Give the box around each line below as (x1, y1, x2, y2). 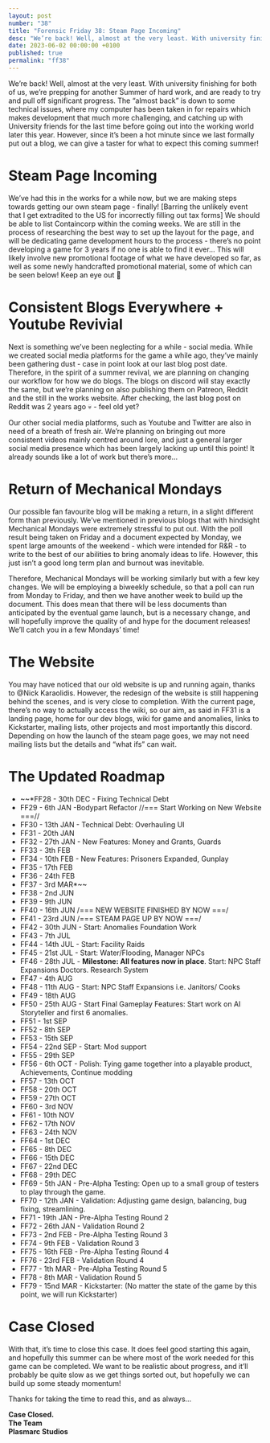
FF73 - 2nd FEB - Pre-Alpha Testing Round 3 (19, 1229, 169, 1239)
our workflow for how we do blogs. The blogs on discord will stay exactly (8, 375, 251, 386)
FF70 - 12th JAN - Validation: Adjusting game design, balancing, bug (19, 1195, 247, 1205)
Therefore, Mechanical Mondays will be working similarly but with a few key (8, 573, 260, 583)
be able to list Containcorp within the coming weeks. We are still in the (8, 219, 241, 228)
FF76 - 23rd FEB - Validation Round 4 (19, 1255, 145, 1265)
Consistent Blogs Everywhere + (8, 298, 224, 316)
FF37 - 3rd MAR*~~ (19, 879, 88, 889)
